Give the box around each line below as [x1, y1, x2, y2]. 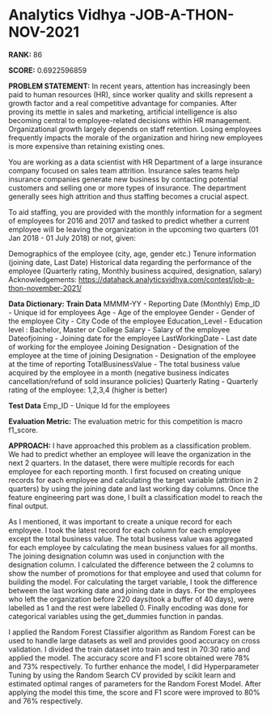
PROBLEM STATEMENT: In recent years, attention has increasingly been [8, 81, 251, 91]
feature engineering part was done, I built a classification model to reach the [8, 492, 263, 502]
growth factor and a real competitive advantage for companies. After [8, 98, 237, 108]
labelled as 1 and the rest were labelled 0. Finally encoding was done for [8, 602, 248, 613]
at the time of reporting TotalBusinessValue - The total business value [8, 359, 240, 369]
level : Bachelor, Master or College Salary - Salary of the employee [8, 324, 231, 334]
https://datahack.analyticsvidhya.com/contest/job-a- [78, 274, 255, 284]
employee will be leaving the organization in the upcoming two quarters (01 [8, 224, 259, 234]
